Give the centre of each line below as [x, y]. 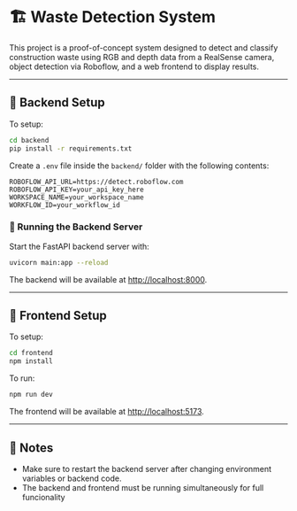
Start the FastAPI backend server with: [80, 246]
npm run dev [31, 395]
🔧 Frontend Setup [58, 316]
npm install [31, 361]
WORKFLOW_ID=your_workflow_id [65, 205]
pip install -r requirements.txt [71, 148]
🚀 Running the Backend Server [76, 227]
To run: [22, 378]
